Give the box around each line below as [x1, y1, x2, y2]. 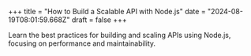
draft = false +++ [71, 15, 128, 24]
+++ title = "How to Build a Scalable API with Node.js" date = [8, 7, 207, 16]
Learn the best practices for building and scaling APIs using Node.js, [8, 31, 231, 39]
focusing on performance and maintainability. [8, 39, 156, 48]
